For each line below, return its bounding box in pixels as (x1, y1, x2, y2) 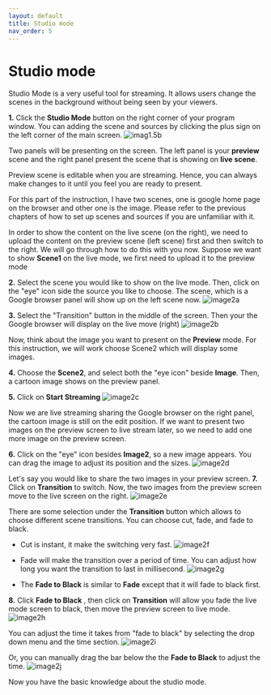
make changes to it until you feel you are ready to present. (8, 179, 203, 189)
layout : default (8, 11, 63, 20)
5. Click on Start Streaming (8, 393, 101, 402)
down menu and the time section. (8, 637, 120, 647)
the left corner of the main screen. (8, 131, 123, 140)
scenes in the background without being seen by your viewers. (8, 97, 218, 107)
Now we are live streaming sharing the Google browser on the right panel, (8, 408, 255, 418)
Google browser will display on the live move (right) (8, 320, 180, 329)
